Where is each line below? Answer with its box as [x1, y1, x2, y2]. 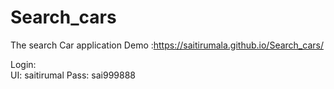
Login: [10, 58, 37, 70]
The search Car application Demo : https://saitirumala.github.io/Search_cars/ [10, 39, 324, 51]
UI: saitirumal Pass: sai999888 [10, 69, 136, 81]
